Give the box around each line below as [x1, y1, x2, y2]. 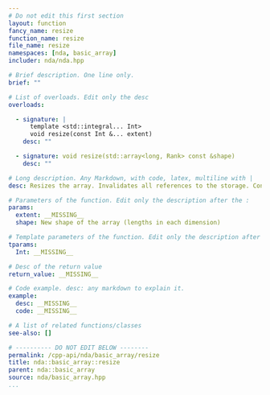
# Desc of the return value [8, 262, 103, 270]
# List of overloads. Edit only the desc [8, 93, 149, 101]
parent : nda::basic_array [8, 366, 95, 374]
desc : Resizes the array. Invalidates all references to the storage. [8, 182, 250, 190]
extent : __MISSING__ [15, 211, 84, 220]
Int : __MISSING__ [15, 248, 74, 256]
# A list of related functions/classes [8, 321, 142, 330]
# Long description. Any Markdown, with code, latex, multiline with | [8, 174, 253, 182]
